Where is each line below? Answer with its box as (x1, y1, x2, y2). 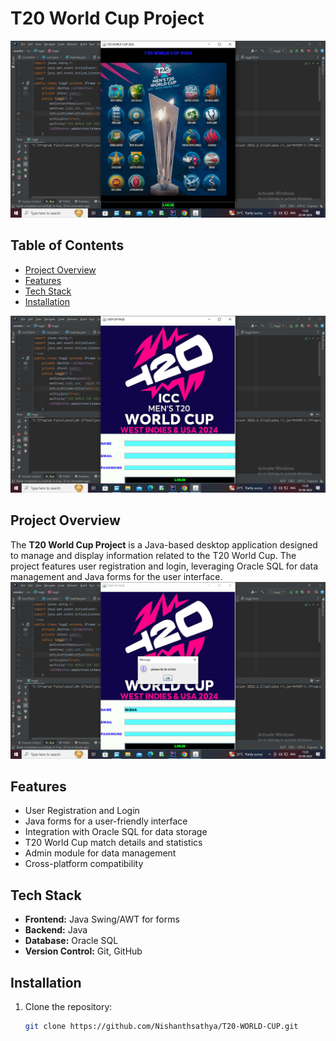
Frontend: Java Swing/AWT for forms (24, 913, 180, 926)
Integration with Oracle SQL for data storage (24, 826, 208, 838)
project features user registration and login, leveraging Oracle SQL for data (10, 560, 319, 572)
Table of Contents (10, 237, 125, 254)
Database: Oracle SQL (24, 935, 119, 947)
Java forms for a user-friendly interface (24, 815, 188, 827)
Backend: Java (24, 924, 88, 936)
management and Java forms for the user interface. (10, 570, 223, 582)
